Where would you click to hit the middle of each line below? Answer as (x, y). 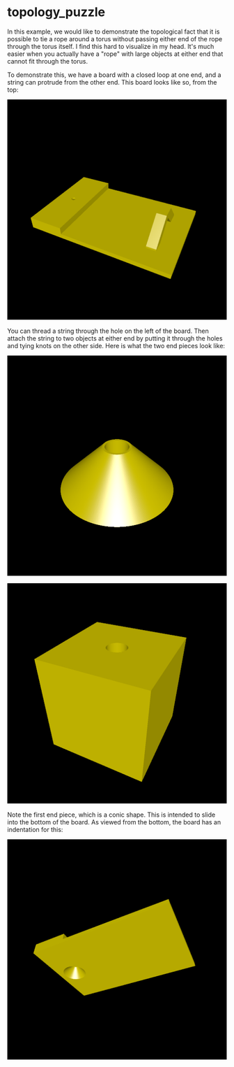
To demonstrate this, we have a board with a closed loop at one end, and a (114, 75)
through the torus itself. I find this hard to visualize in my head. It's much (111, 46)
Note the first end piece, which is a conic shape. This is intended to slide (111, 815)
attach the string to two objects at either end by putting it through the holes (115, 338)
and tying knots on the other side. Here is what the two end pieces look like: (116, 345)
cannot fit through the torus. (48, 61)
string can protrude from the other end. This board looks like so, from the (112, 82)
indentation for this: (35, 829)
